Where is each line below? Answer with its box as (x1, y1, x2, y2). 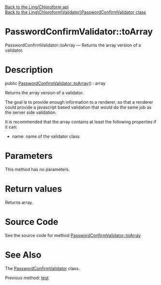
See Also (5, 249, 42, 260)
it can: (5, 124, 18, 130)
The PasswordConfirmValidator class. (5, 265, 80, 271)
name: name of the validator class (12, 133, 80, 139)
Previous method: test (5, 275, 49, 281)
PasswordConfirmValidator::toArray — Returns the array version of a (5, 42, 141, 48)
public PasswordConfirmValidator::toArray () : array (5, 80, 106, 86)
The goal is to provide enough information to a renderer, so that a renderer (5, 99, 153, 105)
